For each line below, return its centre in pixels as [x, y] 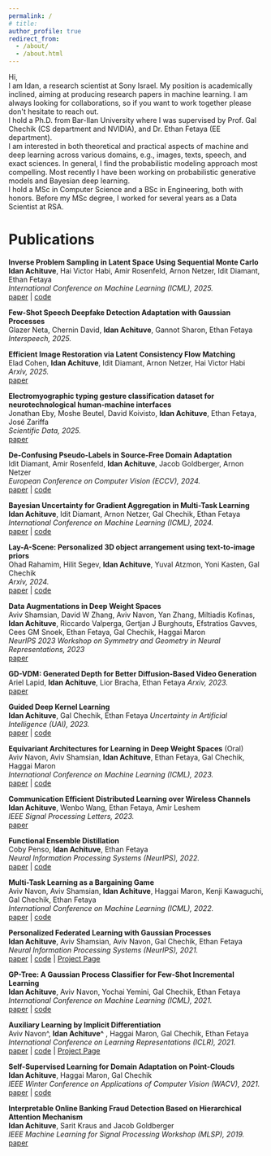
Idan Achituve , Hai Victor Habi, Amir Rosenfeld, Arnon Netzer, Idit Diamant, [134, 270]
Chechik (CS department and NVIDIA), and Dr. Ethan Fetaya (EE [115, 129]
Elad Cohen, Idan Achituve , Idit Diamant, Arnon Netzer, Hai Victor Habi [127, 362]
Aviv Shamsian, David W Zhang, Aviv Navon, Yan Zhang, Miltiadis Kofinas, [132, 615]
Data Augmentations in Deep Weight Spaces [85, 606]
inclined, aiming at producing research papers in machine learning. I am [128, 94]
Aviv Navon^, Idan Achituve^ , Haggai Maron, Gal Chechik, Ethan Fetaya [129, 1033]
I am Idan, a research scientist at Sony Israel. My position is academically [131, 85]
